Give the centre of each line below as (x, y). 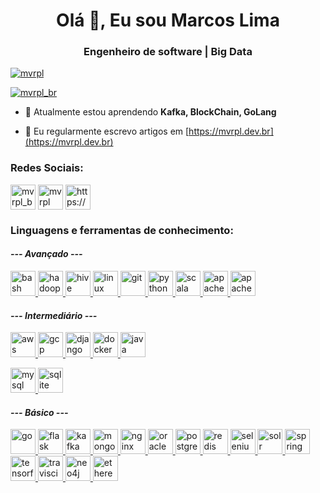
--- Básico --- (39, 412)
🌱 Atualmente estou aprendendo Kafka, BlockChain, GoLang (150, 112)
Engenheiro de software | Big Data (168, 52)
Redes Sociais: (47, 168)
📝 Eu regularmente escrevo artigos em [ (107, 131)
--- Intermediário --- (54, 315)
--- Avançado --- (46, 254)
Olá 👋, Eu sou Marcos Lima (168, 20)
